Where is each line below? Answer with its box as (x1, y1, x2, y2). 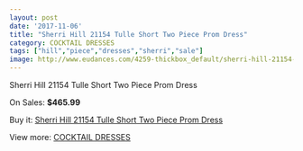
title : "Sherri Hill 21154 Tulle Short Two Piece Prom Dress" (9, 30, 248, 39)
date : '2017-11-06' (9, 22, 83, 31)
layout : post (9, 13, 59, 22)
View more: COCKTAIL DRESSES (9, 132, 131, 142)
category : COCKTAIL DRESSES (9, 38, 115, 48)
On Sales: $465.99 (9, 97, 81, 108)
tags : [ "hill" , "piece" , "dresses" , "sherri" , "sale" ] (9, 47, 204, 56)
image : (9, 55, 34, 64)
